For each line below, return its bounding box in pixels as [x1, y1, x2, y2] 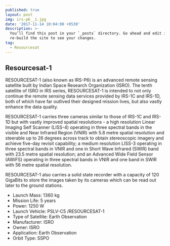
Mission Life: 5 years [12, 198, 56, 204]
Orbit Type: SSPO [12, 235, 50, 241]
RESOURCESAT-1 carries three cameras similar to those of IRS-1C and [5, 114, 151, 120]
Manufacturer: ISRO [12, 219, 54, 225]
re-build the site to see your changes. [10, 36, 96, 41]
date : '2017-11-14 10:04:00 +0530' [5, 21, 80, 27]
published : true [5, 7, 39, 13]
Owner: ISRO [12, 224, 40, 230]
